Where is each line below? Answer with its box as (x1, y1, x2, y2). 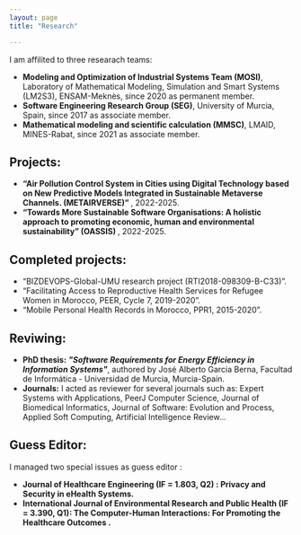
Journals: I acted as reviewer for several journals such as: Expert (22, 382, 264, 393)
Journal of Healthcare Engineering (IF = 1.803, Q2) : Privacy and (22, 478, 267, 489)
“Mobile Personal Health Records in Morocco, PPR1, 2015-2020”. (22, 304, 262, 315)
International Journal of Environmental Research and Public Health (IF (22, 497, 289, 508)
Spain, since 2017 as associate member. (22, 110, 171, 120)
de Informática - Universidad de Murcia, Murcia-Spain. (22, 373, 226, 384)
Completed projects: (9, 252, 128, 267)
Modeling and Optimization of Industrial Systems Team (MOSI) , (22, 71, 263, 82)
